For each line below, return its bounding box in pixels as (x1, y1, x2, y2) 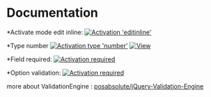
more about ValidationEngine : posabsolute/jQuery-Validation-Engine (6, 82, 204, 90)
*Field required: (6, 54, 52, 64)
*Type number (6, 41, 49, 50)
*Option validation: (6, 68, 61, 77)
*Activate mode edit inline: (6, 28, 84, 36)
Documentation (6, 5, 99, 21)
